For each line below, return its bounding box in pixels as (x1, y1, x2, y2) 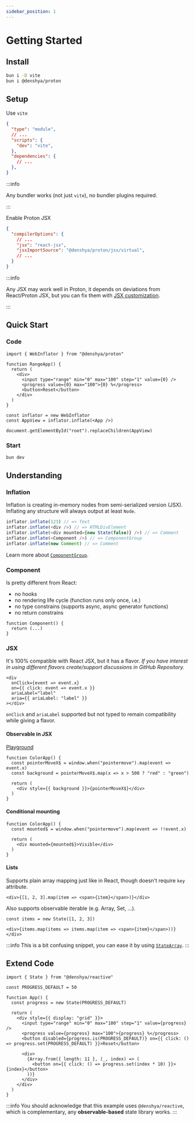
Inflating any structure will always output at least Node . (6, 508, 136, 515)
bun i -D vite (6, 73, 41, 78)
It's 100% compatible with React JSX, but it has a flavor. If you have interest (6, 657, 188, 664)
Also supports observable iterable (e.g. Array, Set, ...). (6, 905, 136, 912)
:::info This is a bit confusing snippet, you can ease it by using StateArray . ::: (6, 942, 190, 949)
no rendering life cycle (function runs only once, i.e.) (14, 597, 141, 604)
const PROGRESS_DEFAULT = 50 (6, 984, 77, 990)
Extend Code (6, 958, 54, 968)
